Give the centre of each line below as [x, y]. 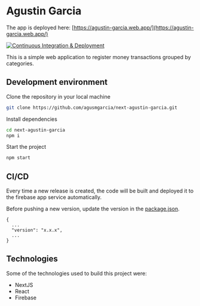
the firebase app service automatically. [54, 197]
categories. [20, 63]
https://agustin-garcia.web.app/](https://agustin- [134, 27]
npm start [19, 158]
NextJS [24, 284]
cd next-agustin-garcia [36, 130]
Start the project [26, 147]
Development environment [57, 82]
